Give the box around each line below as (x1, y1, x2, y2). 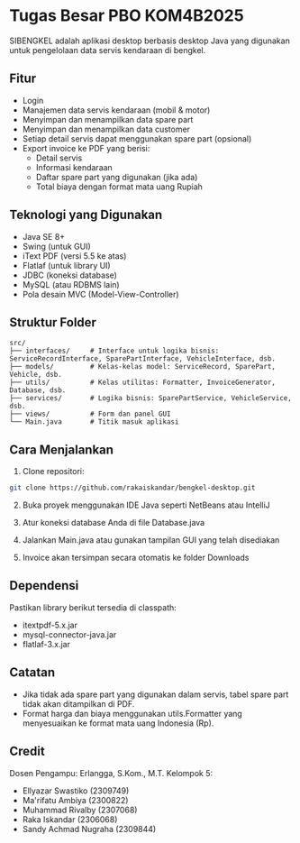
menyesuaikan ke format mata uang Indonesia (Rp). (22, 718, 214, 728)
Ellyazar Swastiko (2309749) (22, 785, 130, 796)
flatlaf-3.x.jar (22, 638, 70, 649)
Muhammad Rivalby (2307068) (22, 804, 138, 815)
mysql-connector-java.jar (22, 628, 117, 640)
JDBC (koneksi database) (22, 270, 117, 280)
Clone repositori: (22, 466, 85, 477)
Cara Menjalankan (9, 442, 114, 457)
